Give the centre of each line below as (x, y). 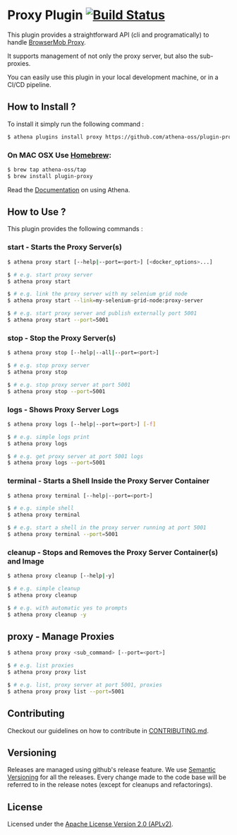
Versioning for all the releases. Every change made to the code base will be (117, 777)
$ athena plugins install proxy (55, 137)
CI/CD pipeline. (29, 84)
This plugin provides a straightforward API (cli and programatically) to (108, 35)
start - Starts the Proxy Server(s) (65, 247)
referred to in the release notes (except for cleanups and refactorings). (110, 785)
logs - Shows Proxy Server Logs (63, 409)
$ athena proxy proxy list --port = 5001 (66, 691)
